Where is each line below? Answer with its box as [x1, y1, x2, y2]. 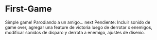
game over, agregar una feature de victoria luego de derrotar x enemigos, [5, 24, 153, 30]
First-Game [5, 3, 52, 14]
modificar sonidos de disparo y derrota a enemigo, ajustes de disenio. [5, 29, 145, 35]
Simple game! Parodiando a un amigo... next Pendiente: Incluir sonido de [5, 19, 151, 25]
